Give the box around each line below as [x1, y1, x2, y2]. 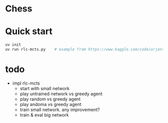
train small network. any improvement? [19, 107, 100, 113]
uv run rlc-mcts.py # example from [5, 47, 86, 52]
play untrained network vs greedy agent [19, 91, 102, 97]
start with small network [19, 85, 70, 91]
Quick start [5, 26, 52, 37]
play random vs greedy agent [19, 96, 81, 102]
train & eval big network [19, 112, 69, 118]
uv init [5, 42, 21, 47]
